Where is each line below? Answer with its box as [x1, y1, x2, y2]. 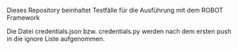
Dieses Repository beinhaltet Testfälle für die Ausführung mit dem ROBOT [6, 6, 224, 14]
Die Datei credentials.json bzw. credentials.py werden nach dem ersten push [6, 27, 232, 35]
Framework [6, 13, 40, 22]
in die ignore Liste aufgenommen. [6, 35, 105, 43]
